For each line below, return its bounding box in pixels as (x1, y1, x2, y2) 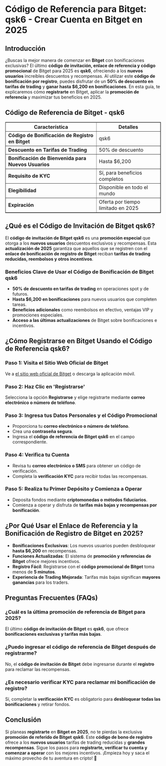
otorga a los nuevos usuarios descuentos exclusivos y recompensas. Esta (5, 240, 157, 246)
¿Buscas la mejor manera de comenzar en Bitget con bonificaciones (5, 57, 145, 63)
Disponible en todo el (98, 184, 148, 191)
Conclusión (5, 715, 41, 724)
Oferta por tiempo (98, 198, 140, 205)
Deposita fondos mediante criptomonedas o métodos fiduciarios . (12, 497, 148, 503)
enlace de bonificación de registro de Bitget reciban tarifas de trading (5, 251, 151, 256)
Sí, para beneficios (98, 169, 142, 176)
